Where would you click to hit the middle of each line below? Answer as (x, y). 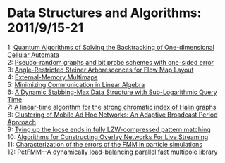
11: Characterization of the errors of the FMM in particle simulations (105, 144)
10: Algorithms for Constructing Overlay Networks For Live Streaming (108, 137)
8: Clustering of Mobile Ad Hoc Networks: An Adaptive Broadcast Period (112, 115)
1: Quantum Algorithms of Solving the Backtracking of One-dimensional (111, 47)
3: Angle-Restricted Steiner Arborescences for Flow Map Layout (101, 70)
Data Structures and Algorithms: (104, 13)
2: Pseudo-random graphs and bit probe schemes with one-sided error (110, 62)
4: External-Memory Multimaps (53, 77)
